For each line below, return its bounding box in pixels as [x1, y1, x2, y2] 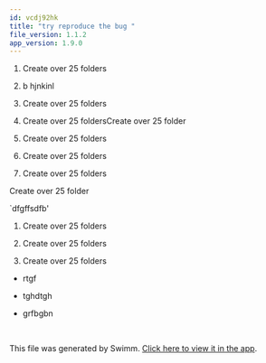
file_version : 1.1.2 [9, 30, 88, 39]
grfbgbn [22, 308, 54, 319]
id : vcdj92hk [9, 13, 59, 23]
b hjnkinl [22, 80, 54, 91]
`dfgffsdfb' [9, 203, 50, 214]
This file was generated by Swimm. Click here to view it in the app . [9, 343, 258, 354]
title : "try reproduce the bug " [9, 22, 136, 31]
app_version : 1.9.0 [9, 38, 83, 48]
